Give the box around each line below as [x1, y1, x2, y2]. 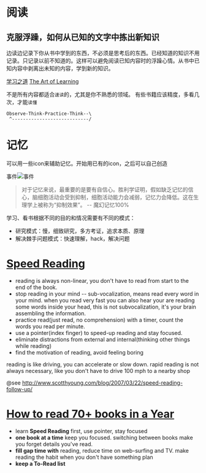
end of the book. [15, 283, 58, 291]
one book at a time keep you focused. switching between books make [15, 434, 193, 441]
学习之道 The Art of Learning [6, 78, 79, 85]
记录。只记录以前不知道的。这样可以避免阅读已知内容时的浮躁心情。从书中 [6, 57, 194, 64]
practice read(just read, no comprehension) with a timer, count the [15, 316, 184, 323]
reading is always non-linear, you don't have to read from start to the [15, 277, 189, 284]
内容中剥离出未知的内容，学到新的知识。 [11, 65, 114, 72]
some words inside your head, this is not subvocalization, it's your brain [15, 303, 196, 310]
